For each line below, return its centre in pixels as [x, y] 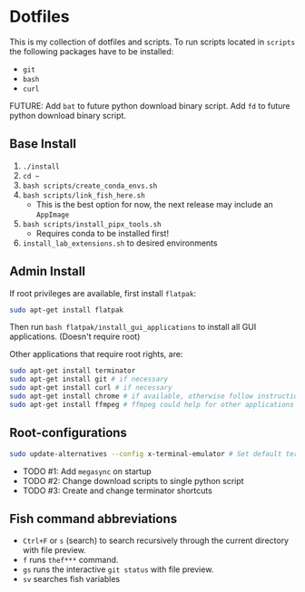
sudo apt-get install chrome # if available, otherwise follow [132, 396]
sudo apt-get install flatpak [67, 310]
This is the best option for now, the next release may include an [155, 204]
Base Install [43, 144]
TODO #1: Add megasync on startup [87, 471]
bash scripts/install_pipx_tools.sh [92, 224]
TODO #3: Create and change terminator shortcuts [118, 490]
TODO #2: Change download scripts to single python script [133, 480]
